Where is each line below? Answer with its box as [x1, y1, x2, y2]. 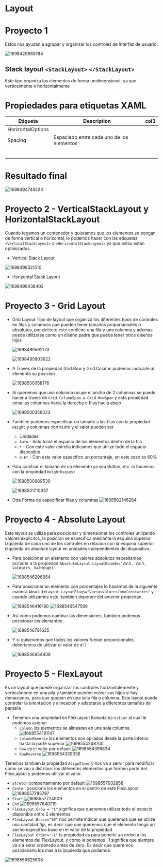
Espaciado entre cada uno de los [53, 133, 129, 140]
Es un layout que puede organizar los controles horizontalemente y [5, 684, 139, 690]
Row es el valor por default [19, 746, 71, 752]
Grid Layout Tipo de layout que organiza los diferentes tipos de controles [12, 316, 158, 322]
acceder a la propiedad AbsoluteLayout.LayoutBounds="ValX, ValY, [12, 560, 147, 566]
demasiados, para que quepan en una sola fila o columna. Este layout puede [5, 695, 158, 700]
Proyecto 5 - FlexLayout [5, 668, 103, 679]
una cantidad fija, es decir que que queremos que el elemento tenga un [12, 821, 155, 827]
